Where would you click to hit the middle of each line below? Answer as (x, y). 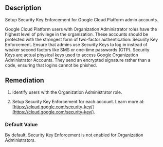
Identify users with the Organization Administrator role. (67, 92)
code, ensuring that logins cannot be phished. (51, 65)
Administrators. (20, 140)
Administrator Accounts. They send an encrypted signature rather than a (78, 60)
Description (23, 8)
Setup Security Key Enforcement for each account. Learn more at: (78, 101)
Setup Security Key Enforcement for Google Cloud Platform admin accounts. (81, 19)
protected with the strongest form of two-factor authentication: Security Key (81, 39)
